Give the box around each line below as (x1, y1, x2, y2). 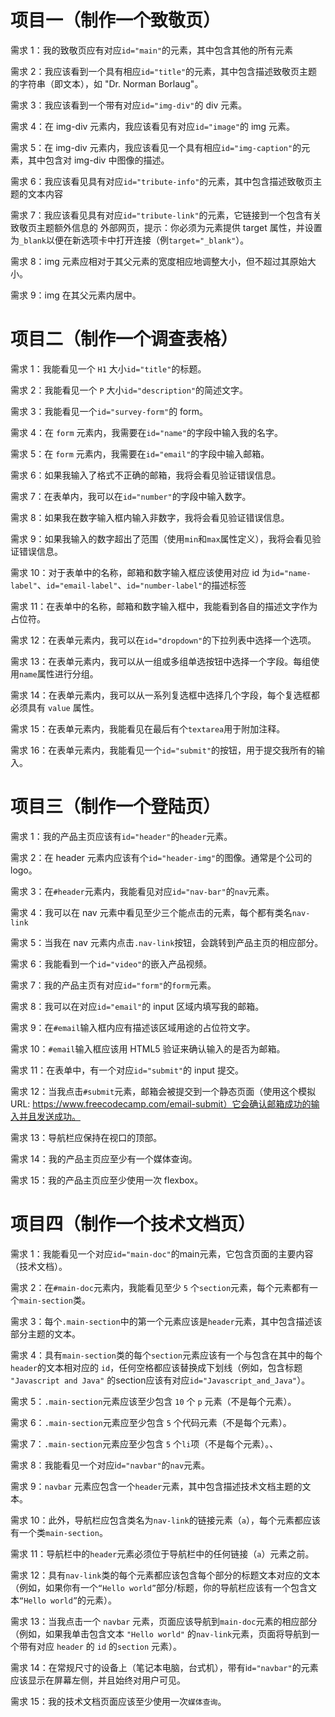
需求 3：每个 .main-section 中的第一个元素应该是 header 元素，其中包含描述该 (10, 1315, 323, 1327)
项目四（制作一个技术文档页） (10, 1213, 257, 1235)
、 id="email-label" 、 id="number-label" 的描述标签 (36, 579, 247, 591)
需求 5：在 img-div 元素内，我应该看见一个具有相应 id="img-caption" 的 (10, 141, 302, 153)
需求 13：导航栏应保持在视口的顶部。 (10, 1131, 163, 1143)
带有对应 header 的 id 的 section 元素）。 (18, 1640, 183, 1652)
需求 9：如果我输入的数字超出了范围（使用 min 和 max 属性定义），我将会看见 (10, 532, 313, 545)
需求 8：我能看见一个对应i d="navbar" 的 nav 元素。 (10, 1459, 211, 1471)
